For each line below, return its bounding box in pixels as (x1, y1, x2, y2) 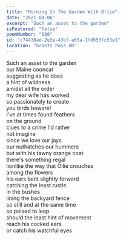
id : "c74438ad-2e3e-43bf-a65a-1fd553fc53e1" (6, 37, 121, 43)
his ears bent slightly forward (6, 175, 79, 182)
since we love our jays (6, 136, 62, 144)
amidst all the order (6, 85, 55, 92)
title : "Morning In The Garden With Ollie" (6, 8, 118, 15)
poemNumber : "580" (6, 32, 53, 38)
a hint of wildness (6, 78, 50, 85)
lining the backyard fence (6, 195, 70, 202)
